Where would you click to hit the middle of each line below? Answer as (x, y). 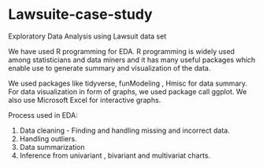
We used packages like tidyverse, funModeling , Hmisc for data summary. (128, 83)
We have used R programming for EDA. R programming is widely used (121, 51)
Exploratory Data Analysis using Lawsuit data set (87, 36)
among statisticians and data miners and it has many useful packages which (132, 60)
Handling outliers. (48, 138)
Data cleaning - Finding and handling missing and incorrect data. (124, 130)
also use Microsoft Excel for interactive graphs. (85, 100)
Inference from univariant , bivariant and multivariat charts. (115, 155)
